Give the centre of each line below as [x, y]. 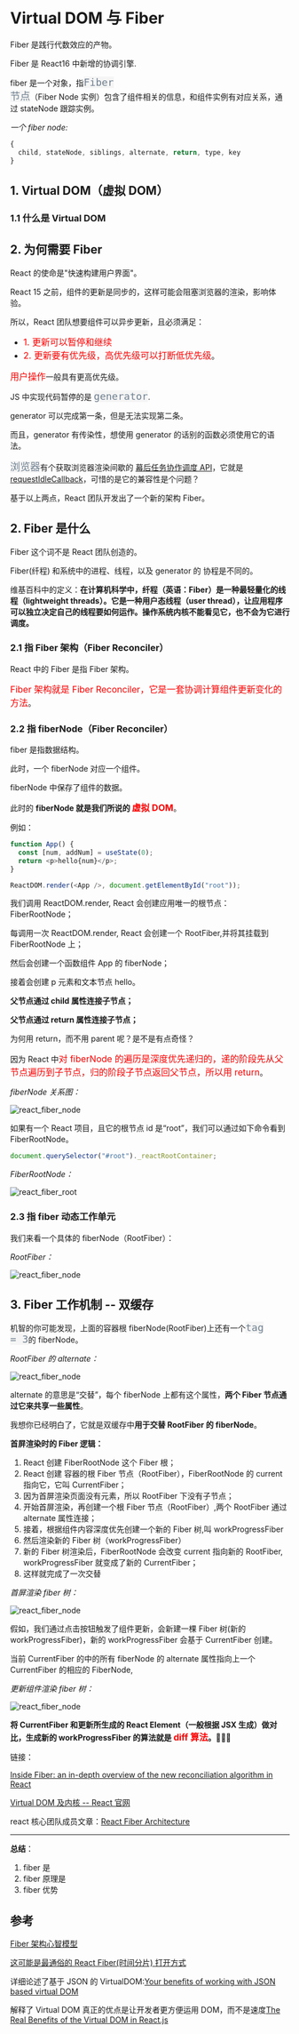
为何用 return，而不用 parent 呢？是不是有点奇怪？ [102, 1039]
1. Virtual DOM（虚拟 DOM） [90, 191]
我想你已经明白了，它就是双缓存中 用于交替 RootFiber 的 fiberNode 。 [136, 1425]
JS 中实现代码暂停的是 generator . [80, 396]
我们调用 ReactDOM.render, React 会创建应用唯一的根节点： [120, 903]
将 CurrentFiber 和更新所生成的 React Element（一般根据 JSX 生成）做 [140, 1725]
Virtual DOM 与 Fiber [87, 18]
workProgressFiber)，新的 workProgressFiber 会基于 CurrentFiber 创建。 [144, 1640]
